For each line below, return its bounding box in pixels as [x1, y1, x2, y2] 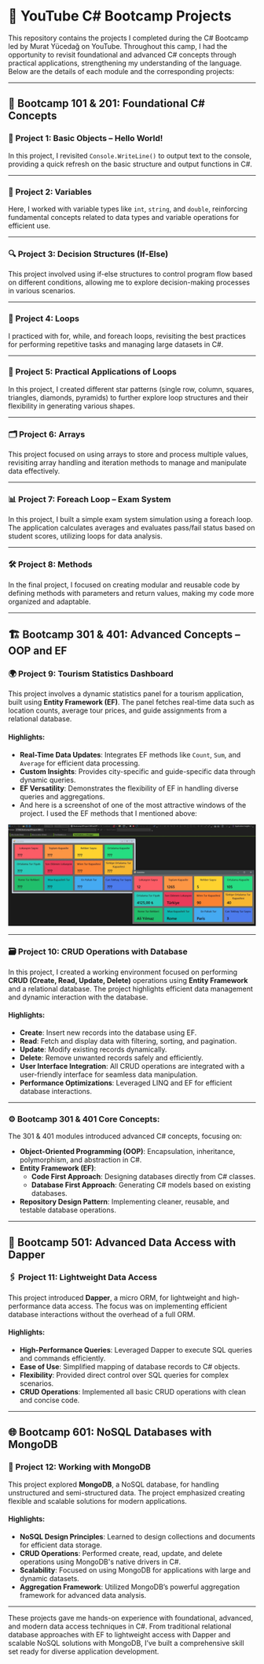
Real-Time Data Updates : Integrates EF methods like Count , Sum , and [19, 750, 241, 759]
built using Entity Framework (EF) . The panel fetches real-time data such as [8, 698, 255, 707]
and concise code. [19, 1395, 80, 1405]
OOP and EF [8, 644, 68, 657]
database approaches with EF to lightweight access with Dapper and [8, 1629, 231, 1639]
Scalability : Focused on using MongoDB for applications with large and [19, 1565, 251, 1575]
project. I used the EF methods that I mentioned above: [19, 808, 198, 818]
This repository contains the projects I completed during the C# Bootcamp [8, 33, 249, 43]
